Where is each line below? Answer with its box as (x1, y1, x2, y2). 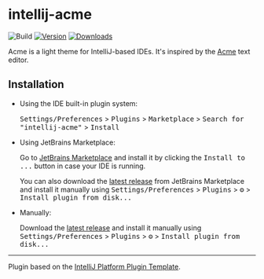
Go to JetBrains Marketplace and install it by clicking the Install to (19, 152, 246, 162)
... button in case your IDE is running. (19, 161, 146, 171)
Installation (8, 78, 64, 91)
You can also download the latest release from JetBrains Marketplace (19, 176, 245, 185)
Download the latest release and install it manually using (19, 222, 202, 233)
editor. (8, 55, 29, 64)
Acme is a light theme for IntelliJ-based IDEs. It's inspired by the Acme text (8, 46, 251, 56)
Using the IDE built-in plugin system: (19, 98, 138, 108)
